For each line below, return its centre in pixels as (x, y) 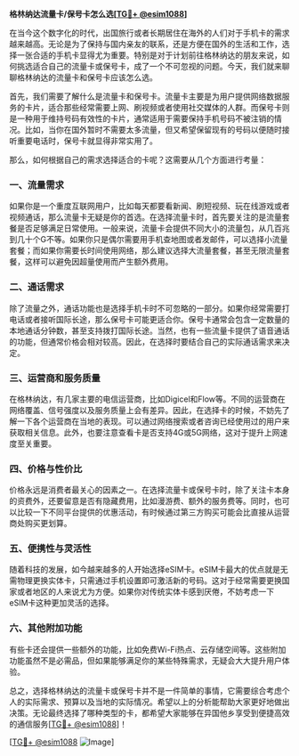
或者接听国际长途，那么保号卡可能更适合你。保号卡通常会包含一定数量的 (157, 319)
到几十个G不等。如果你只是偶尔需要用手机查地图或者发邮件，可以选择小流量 (149, 240)
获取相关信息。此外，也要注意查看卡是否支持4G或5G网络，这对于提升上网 (145, 432)
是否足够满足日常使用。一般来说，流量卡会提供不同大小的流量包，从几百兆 (153, 228)
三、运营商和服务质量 (55, 378)
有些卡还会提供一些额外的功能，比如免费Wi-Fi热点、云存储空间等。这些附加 (148, 649)
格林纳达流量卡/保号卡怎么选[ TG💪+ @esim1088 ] (98, 14)
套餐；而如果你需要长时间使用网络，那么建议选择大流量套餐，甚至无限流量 (145, 251)
